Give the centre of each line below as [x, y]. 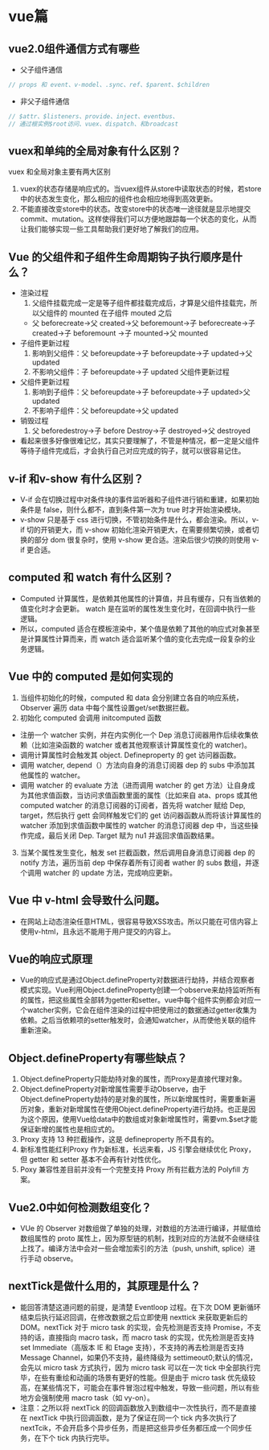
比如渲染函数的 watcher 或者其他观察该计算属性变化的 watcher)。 [143, 744]
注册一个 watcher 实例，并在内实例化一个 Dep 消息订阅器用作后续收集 [135, 735]
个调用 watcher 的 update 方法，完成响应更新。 [98, 872]
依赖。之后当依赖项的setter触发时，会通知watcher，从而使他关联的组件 [138, 1020]
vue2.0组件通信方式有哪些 [74, 49]
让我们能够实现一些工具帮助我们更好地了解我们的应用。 [111, 229]
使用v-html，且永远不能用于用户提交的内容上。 [98, 931]
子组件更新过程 [45, 344]
